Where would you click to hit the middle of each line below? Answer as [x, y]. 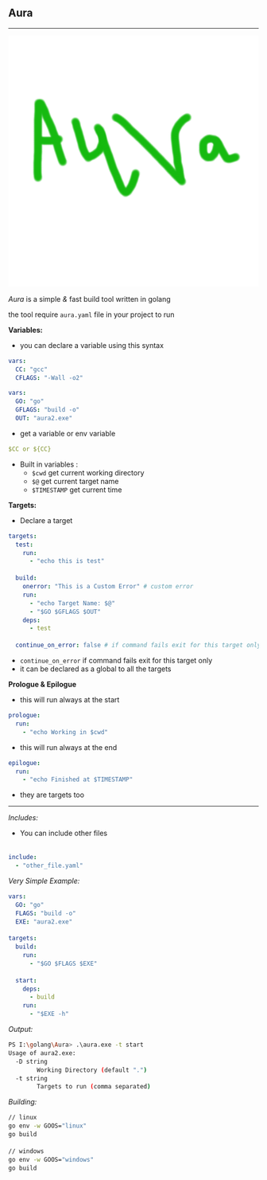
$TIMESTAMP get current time [77, 490]
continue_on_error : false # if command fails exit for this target [130, 645]
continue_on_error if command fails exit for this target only [116, 661]
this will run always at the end [68, 747]
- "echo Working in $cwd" [66, 732]
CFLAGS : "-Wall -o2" [49, 377]
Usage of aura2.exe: [43, 1053]
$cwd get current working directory [88, 472]
